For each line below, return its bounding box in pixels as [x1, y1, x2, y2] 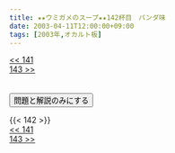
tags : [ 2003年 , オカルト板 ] [9, 30, 102, 39]
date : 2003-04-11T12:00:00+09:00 [9, 22, 135, 31]
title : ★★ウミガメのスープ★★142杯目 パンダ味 [9, 13, 166, 22]
